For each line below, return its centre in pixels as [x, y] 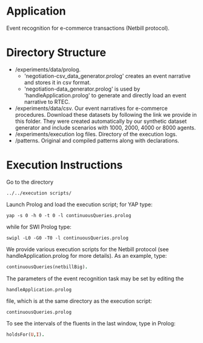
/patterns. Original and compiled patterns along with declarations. [97, 140]
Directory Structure [56, 53]
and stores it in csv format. [58, 82]
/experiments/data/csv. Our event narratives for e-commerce [91, 108]
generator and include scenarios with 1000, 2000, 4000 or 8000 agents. [105, 127]
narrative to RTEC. [47, 102]
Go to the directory [30, 182]
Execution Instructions [65, 165]
